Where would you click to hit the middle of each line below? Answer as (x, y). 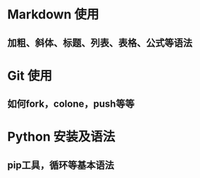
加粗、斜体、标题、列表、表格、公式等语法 (100, 43)
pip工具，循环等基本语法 (61, 165)
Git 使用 (30, 76)
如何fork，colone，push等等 (71, 104)
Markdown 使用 (54, 14)
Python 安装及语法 (61, 137)
